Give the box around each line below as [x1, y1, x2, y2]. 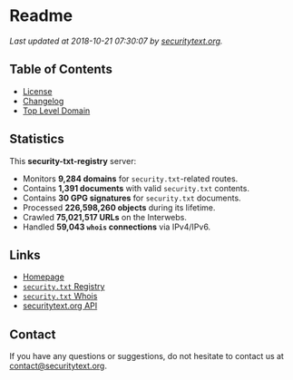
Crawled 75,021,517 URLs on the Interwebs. [22, 211, 188, 222]
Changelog [22, 95, 64, 106]
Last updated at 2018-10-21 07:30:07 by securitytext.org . [9, 35, 223, 46]
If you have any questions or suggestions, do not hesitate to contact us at [9, 351, 284, 362]
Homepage [22, 271, 65, 282]
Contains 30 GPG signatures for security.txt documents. [22, 192, 242, 203]
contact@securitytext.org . [9, 360, 107, 372]
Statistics [9, 132, 65, 147]
